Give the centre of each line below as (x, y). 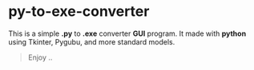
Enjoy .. (40, 57)
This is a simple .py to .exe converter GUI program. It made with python (127, 33)
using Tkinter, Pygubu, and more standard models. (92, 41)
